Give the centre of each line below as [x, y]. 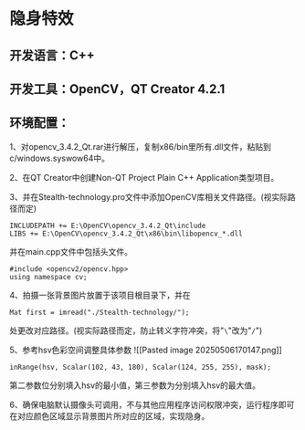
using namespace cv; [49, 277]
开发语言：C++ [53, 55]
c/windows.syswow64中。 [59, 158]
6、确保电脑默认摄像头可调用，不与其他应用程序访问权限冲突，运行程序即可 [152, 404]
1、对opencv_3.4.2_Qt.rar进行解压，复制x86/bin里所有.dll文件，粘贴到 [141, 146]
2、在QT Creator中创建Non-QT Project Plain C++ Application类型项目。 [144, 177]
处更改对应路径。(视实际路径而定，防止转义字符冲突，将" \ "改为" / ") [136, 330]
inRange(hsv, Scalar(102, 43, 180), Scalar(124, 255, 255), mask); [141, 367]
